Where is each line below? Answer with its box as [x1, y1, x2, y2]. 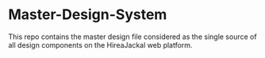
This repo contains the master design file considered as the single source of [8, 32, 257, 41]
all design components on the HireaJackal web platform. [8, 40, 193, 49]
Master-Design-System [8, 6, 167, 24]
